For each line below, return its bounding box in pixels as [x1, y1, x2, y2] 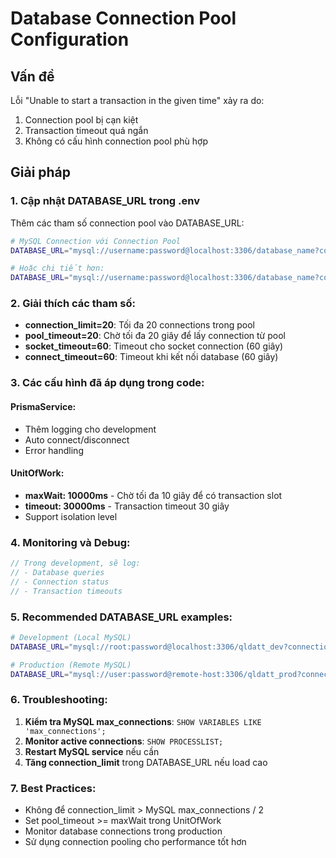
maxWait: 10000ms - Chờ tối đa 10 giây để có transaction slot [24, 489, 283, 501]
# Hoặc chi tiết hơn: [10, 263, 105, 274]
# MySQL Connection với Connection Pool [10, 236, 182, 246]
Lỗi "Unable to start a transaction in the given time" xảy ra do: [10, 95, 265, 106]
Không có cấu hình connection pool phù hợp [24, 135, 208, 147]
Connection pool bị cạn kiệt [24, 114, 139, 126]
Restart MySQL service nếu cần [24, 745, 160, 757]
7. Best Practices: [10, 781, 97, 795]
